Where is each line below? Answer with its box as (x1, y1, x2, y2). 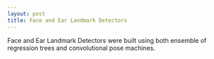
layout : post (7, 10, 46, 18)
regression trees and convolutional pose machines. (7, 44, 156, 52)
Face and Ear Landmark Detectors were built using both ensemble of (7, 36, 207, 44)
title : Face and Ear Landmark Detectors (7, 17, 128, 24)
